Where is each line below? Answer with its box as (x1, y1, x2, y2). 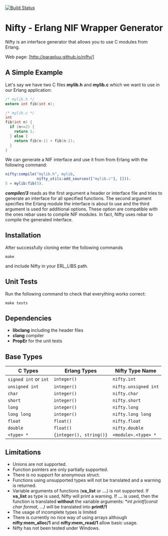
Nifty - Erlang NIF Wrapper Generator (5, 23, 163, 34)
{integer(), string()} (53, 432, 108, 438)
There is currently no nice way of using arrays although (12, 514, 127, 520)
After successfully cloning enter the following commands (5, 244, 123, 250)
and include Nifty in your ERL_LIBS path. (5, 263, 89, 269)
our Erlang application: (5, 87, 52, 93)
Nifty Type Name (115, 367, 156, 374)
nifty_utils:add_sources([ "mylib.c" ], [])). (37, 176, 131, 181)
